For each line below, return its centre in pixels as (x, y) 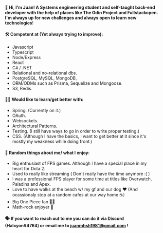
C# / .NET (22, 68)
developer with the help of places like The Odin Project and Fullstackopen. (81, 12)
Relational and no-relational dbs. (45, 73)
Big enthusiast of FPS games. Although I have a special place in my (79, 163)
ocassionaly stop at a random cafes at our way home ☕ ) (68, 195)
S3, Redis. (22, 88)
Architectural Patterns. (35, 126)
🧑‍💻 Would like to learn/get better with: (44, 99)
